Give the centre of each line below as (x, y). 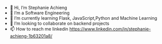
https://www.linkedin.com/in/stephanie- (110, 29)
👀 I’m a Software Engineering (40, 13)
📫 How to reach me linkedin (39, 29)
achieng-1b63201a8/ (31, 36)
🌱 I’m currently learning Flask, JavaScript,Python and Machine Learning (83, 18)
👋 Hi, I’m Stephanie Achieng (38, 8)
